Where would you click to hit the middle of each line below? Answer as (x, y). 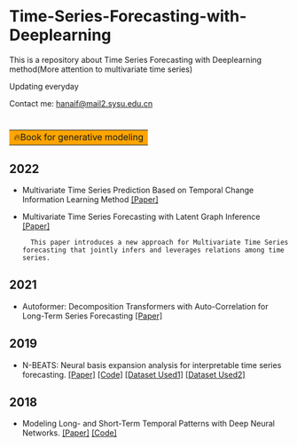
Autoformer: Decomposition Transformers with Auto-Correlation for (145, 306)
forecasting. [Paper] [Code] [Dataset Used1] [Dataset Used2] (133, 374)
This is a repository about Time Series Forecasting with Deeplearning (136, 59)
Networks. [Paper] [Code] (69, 433)
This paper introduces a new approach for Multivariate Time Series (160, 242)
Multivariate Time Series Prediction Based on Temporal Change (138, 190)
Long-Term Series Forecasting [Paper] (92, 316)
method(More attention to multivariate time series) (101, 69)
